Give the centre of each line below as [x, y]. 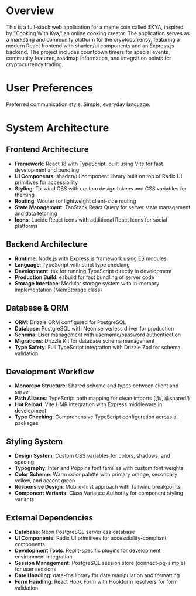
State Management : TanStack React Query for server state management [102, 207]
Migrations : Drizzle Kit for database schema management [85, 340]
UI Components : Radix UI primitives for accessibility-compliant [90, 538]
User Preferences [50, 88]
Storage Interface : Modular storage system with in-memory [87, 283]
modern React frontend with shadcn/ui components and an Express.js [90, 46]
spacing [24, 462]
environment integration [43, 556]
